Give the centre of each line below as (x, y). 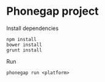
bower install (24, 45)
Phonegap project (52, 11)
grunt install (24, 50)
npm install (21, 39)
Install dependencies (33, 28)
